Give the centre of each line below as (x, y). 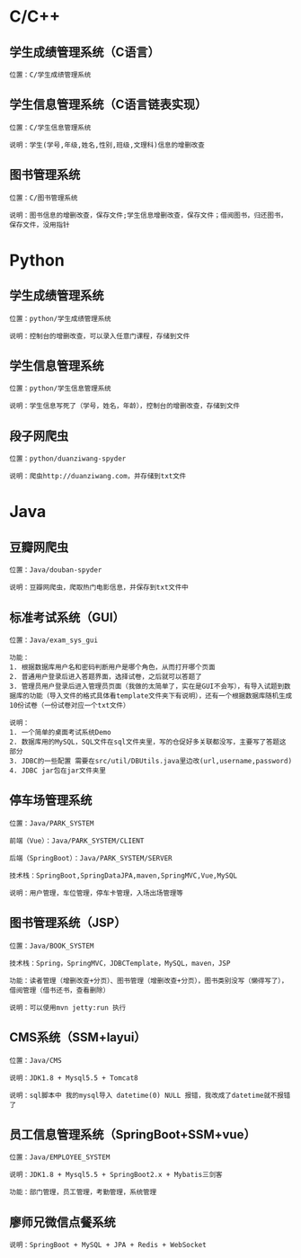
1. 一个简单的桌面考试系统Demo (60, 733)
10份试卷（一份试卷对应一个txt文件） (70, 706)
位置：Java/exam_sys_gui (54, 640)
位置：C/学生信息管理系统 (50, 128)
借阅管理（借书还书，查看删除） (60, 990)
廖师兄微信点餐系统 (62, 1222)
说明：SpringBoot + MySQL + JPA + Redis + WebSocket (108, 1245)
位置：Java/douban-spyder (56, 570)
